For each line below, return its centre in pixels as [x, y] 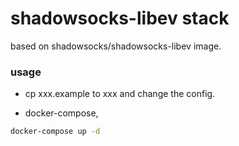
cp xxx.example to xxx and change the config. [120, 94]
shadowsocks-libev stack [120, 18]
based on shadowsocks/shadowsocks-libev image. [116, 46]
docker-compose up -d [55, 132]
